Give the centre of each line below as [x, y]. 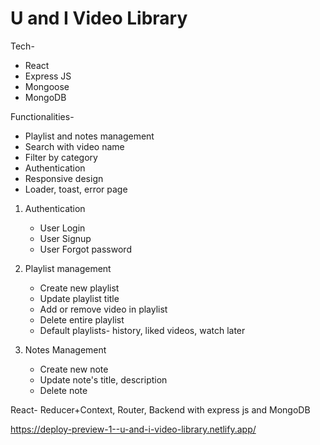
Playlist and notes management [89, 136]
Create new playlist [79, 288]
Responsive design [64, 178]
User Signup [65, 238]
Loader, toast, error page [76, 189]
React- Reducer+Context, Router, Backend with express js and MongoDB [160, 409]
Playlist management [68, 268]
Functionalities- [42, 116]
